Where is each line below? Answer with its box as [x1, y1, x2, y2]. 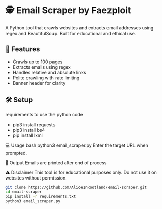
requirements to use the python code [5, 111, 83, 117]
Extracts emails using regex [12, 64, 71, 70]
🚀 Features [5, 45, 40, 54]
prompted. [5, 150, 28, 156]
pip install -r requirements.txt [5, 194, 76, 199]
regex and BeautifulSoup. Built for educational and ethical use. [5, 30, 137, 36]
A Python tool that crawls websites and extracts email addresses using [5, 24, 154, 31]
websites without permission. [5, 174, 67, 181]
